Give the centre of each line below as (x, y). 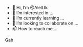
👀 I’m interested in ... (33, 13)
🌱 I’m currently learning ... (38, 18)
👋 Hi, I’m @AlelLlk (30, 8)
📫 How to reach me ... (35, 29)
